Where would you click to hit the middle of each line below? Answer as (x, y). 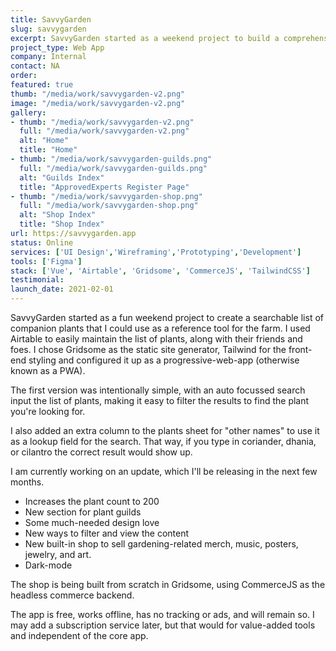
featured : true (42, 85)
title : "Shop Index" (62, 224)
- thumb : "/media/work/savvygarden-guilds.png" (111, 159)
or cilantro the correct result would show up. (101, 452)
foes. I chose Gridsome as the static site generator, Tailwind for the (148, 349)
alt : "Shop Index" (58, 215)
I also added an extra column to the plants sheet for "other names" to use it (165, 430)
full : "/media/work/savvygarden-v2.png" (104, 131)
